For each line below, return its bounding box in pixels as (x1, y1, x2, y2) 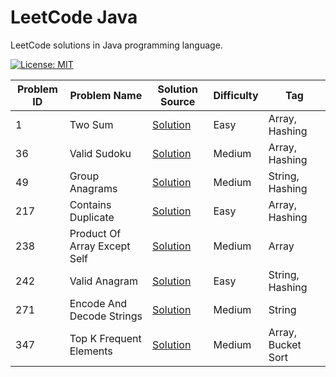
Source (160, 94, 196, 108)
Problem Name (69, 88, 143, 102)
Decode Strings (69, 309, 143, 323)
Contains (69, 197, 112, 211)
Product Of (69, 226, 122, 240)
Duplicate (69, 210, 115, 224)
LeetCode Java (10, 6, 138, 29)
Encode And (69, 296, 128, 310)
